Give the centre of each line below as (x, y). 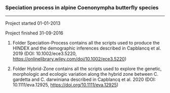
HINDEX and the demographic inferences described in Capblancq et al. (87, 48)
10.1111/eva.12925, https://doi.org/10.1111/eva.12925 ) (66, 85)
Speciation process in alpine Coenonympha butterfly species (82, 8)
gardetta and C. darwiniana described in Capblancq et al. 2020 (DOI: (84, 79)
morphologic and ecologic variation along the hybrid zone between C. (85, 74)
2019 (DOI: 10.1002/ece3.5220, (45, 54)
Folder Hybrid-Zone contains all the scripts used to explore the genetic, (87, 69)
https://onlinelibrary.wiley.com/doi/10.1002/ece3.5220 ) (69, 59)
